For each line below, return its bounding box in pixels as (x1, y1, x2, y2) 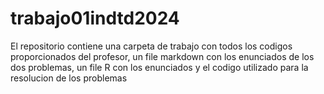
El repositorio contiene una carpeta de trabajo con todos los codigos (10, 40, 293, 52)
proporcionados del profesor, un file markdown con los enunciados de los (10, 50, 315, 62)
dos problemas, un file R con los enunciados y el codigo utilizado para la (10, 61, 309, 73)
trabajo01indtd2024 (10, 7, 180, 30)
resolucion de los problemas (10, 72, 128, 84)
